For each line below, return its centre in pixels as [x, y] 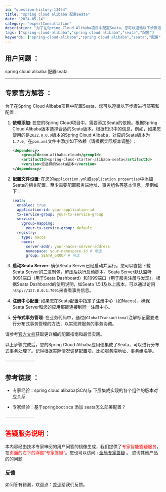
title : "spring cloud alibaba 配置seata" [48, 14]
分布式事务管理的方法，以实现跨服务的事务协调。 [66, 324]
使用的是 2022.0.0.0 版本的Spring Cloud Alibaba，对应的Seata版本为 [81, 135]
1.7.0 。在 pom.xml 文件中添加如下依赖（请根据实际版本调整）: [74, 141]
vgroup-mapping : [38, 224]
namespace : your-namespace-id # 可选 [64, 251]
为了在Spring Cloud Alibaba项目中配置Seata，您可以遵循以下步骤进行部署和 [82, 106]
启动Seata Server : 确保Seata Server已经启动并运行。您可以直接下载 [82, 266]
